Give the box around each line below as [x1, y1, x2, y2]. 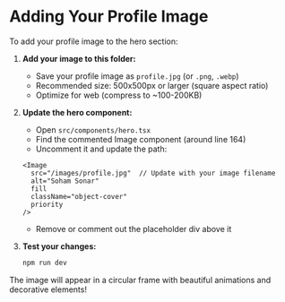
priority [30, 200, 64, 209]
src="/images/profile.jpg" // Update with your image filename [30, 168, 276, 177]
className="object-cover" [30, 192, 127, 201]
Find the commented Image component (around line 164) [35, 134, 246, 144]
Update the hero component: [22, 107, 133, 117]
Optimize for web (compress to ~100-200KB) [35, 90, 203, 100]
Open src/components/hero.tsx [35, 124, 151, 135]
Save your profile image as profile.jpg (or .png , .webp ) [35, 70, 239, 82]
